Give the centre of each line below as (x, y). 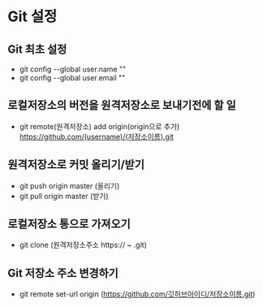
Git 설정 (32, 17)
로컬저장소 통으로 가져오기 (69, 224)
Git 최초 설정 (37, 49)
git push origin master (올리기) (69, 186)
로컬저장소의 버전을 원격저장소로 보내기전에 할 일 (122, 105)
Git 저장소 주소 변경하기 (63, 273)
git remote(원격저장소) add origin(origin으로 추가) (99, 126)
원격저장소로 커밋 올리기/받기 (76, 164)
